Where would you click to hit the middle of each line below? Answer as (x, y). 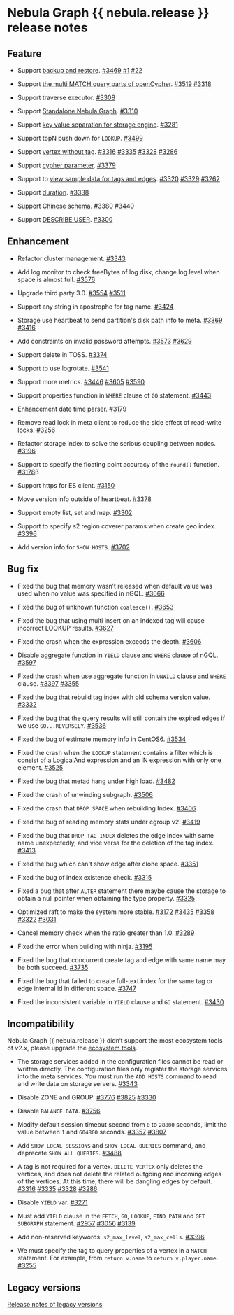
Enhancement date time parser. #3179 (72, 409)
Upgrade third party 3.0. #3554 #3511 (71, 293)
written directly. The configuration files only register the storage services (122, 1069)
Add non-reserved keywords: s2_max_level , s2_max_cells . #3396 (111, 1237)
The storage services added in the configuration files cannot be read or (120, 1062)
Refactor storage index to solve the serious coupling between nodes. (117, 443)
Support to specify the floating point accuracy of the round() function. (118, 464)
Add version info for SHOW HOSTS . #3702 (74, 547)
